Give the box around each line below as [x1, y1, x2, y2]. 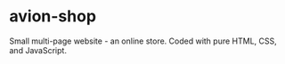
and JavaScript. [9, 44, 67, 55]
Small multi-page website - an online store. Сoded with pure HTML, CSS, [9, 36, 278, 46]
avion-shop [9, 6, 96, 27]
